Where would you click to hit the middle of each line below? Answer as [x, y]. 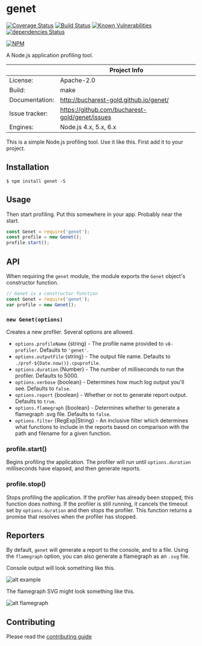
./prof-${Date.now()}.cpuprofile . [57, 363]
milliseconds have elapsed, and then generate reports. [74, 469]
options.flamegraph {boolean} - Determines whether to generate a [97, 407]
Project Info [126, 70]
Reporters [26, 535]
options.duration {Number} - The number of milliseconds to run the [99, 369]
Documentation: [32, 100]
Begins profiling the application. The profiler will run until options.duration [99, 462]
